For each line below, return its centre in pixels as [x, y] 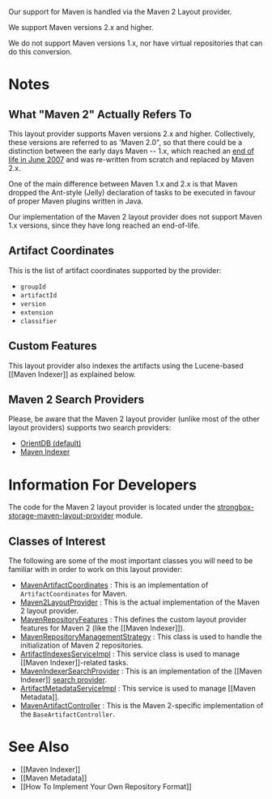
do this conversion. [40, 51]
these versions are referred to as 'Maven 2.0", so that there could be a [125, 142]
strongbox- [236, 507]
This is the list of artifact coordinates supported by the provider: [115, 270]
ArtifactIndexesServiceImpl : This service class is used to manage [130, 654]
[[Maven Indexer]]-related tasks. [74, 663]
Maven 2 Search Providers [76, 400]
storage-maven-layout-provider [61, 516]
